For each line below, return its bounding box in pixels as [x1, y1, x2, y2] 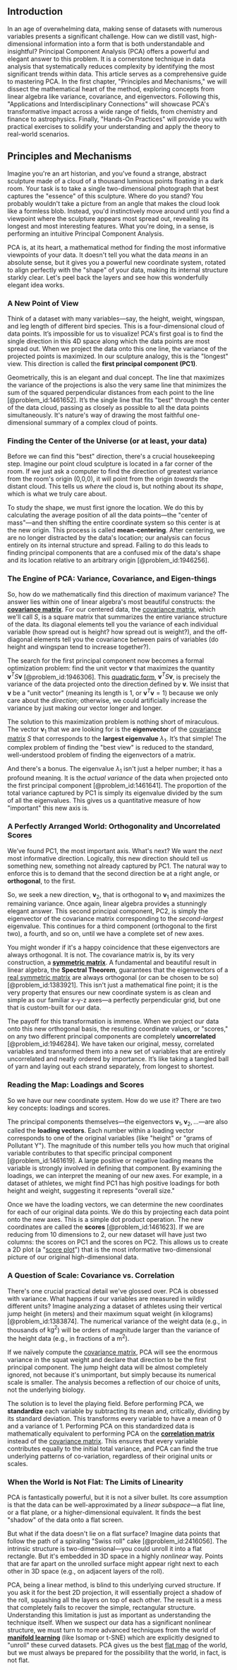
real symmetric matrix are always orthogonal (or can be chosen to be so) [7, 973, 219, 982]
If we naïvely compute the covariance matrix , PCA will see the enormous [7, 1348, 218, 1356]
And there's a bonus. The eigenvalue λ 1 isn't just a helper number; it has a [7, 765, 222, 774]
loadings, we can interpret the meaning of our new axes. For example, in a [7, 1172, 223, 1180]
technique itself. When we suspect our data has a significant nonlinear [7, 1618, 212, 1627]
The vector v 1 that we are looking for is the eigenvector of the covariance [7, 725, 222, 735]
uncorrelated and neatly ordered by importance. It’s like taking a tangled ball [7, 1055, 229, 1063]
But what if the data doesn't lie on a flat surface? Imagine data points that [7, 1529, 221, 1538]
